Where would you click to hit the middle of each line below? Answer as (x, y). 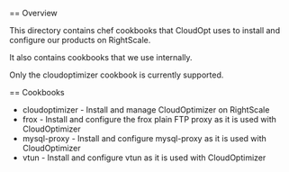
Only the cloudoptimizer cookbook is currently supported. (117, 75)
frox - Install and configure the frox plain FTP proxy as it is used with (149, 119)
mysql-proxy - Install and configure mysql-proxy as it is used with (144, 138)
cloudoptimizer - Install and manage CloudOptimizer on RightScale (146, 110)
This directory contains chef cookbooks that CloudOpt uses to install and (145, 30)
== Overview (34, 13)
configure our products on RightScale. (80, 40)
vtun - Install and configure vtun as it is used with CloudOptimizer (144, 158)
